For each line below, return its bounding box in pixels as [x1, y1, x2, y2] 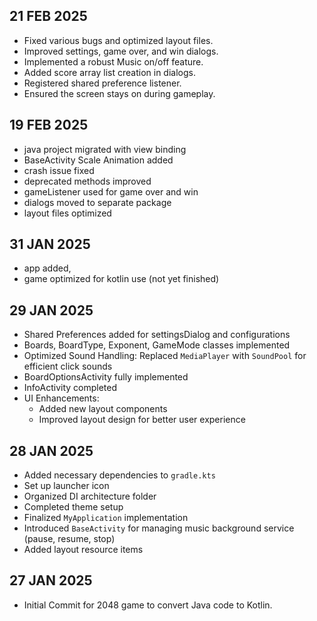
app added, [23, 262, 72, 274]
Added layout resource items [23, 544, 144, 556]
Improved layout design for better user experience [38, 414, 246, 426]
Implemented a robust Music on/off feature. [23, 55, 204, 68]
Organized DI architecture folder [23, 490, 157, 503]
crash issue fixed [23, 164, 95, 176]
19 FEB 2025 [9, 117, 89, 134]
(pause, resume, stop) [23, 533, 116, 545]
